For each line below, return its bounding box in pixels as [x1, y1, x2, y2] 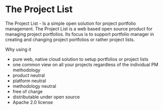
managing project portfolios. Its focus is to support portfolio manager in [5, 31, 154, 37]
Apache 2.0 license [12, 99, 53, 105]
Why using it [5, 46, 31, 52]
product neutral [12, 72, 45, 78]
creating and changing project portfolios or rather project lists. [5, 36, 135, 43]
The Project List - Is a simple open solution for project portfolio [5, 20, 136, 26]
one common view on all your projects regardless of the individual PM [12, 61, 158, 67]
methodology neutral [12, 83, 57, 89]
